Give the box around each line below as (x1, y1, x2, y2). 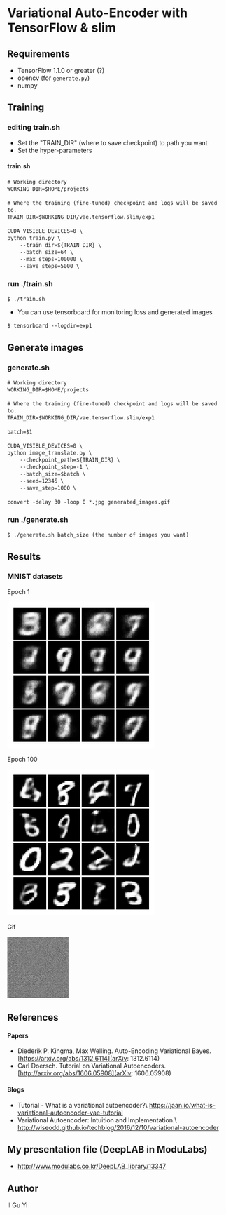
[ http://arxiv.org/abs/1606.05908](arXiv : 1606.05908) (17, 1069, 171, 1078)
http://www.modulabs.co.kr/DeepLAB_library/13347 (17, 1162, 167, 1171)
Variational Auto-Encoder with (7, 5, 188, 21)
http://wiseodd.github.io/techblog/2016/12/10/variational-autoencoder (17, 1123, 219, 1132)
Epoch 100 (7, 755, 38, 763)
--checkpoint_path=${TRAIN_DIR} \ (20, 456, 120, 464)
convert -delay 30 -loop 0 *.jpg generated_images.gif (7, 498, 171, 506)
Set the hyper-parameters (17, 146, 92, 154)
